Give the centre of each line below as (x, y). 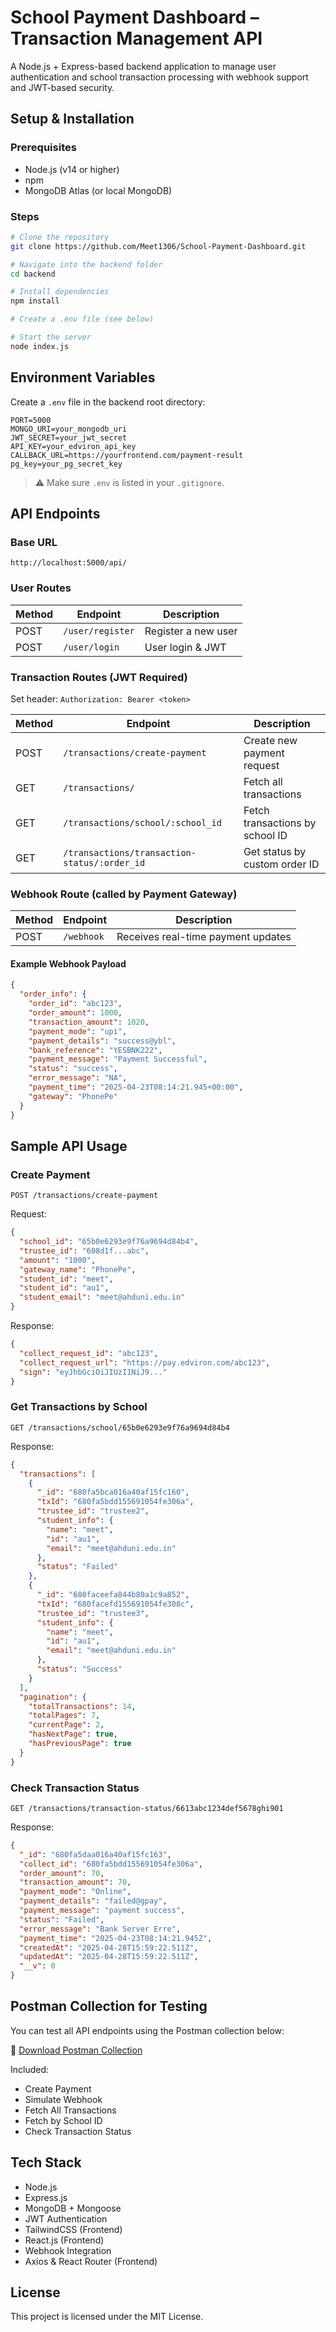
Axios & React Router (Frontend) (91, 2261)
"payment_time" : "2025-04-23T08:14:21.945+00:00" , (136, 1087)
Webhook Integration (68, 2250)
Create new (270, 740)
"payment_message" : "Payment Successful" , (118, 1059)
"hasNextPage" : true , (73, 1734)
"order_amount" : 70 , (62, 1873)
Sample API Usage (69, 1146)
